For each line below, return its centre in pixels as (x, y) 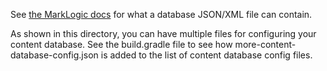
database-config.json (54, 55)
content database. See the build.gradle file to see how (121, 44)
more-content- (265, 44)
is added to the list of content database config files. (206, 55)
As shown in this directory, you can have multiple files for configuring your (163, 33)
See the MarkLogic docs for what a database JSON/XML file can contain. (161, 14)
